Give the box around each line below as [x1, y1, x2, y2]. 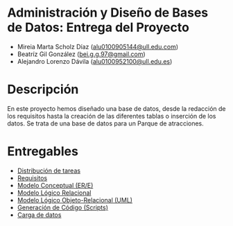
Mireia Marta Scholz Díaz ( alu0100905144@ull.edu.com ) [17, 42, 179, 51]
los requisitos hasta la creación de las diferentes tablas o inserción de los [7, 112, 216, 120]
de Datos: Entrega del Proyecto [7, 19, 189, 35]
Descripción [7, 82, 79, 98]
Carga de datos [17, 210, 62, 219]
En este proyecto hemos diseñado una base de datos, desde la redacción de [7, 104, 227, 112]
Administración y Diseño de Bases [7, 5, 209, 21]
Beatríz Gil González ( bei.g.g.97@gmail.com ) [17, 50, 146, 58]
